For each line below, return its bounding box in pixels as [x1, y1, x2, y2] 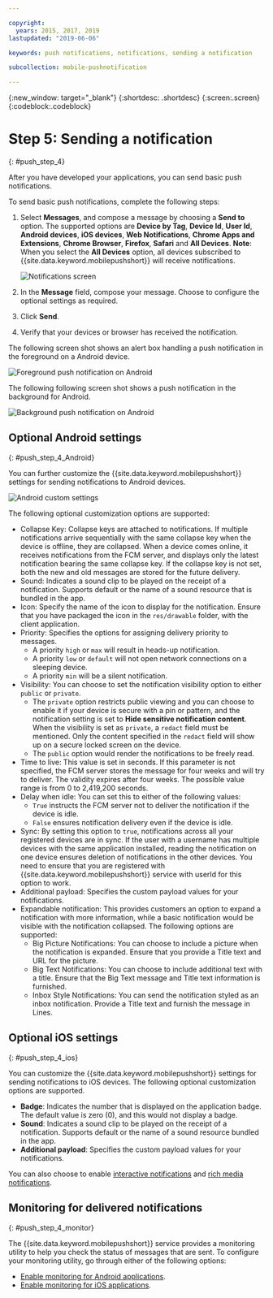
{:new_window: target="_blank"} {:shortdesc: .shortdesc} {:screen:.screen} [8, 93, 261, 102]
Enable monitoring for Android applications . [19, 1271, 167, 1281]
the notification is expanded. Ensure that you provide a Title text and [32, 947, 262, 957]
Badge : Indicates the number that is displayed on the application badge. [19, 1101, 262, 1111]
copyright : [8, 19, 45, 27]
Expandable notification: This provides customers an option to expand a [19, 903, 262, 914]
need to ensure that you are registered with [19, 860, 165, 870]
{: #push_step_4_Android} [8, 452, 95, 462]
